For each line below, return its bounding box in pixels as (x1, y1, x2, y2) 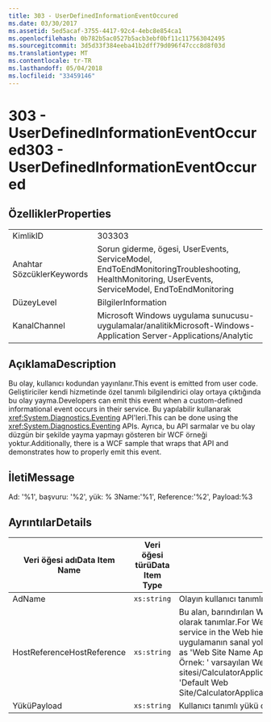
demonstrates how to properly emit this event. (8, 447, 162, 457)
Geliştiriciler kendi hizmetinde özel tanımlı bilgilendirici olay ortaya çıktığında (8, 387, 261, 397)
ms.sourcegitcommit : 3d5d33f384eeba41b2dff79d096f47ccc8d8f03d (8, 42, 226, 50)
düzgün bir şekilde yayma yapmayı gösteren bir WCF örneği (8, 430, 208, 440)
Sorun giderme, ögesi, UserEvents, (97, 243, 229, 254)
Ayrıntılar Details (8, 515, 93, 529)
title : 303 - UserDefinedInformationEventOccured (8, 11, 179, 20)
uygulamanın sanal (178, 636, 250, 648)
